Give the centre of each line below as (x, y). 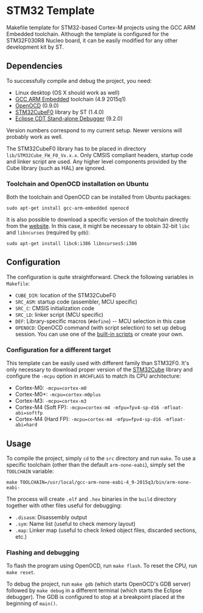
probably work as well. (35, 136)
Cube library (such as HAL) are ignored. (56, 168)
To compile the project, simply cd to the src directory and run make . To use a (101, 458)
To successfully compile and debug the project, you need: (79, 80)
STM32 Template (51, 11)
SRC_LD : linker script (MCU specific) (59, 314)
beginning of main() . (32, 603)
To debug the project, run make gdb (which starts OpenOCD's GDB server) (99, 584)
